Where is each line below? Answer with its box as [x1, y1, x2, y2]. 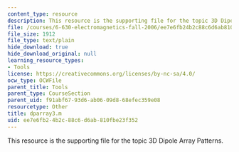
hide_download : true [7, 44, 69, 51]
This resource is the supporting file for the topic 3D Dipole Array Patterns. [7, 136, 224, 145]
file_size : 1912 [7, 30, 55, 38]
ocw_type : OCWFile [7, 76, 62, 84]
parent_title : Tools [7, 83, 69, 91]
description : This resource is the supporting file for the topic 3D [7, 17, 218, 24]
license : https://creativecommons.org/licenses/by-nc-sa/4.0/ [7, 70, 196, 77]
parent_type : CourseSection [7, 90, 91, 97]
